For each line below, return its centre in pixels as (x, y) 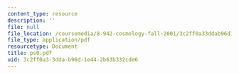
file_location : (30, 33)
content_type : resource (43, 14)
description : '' (31, 20)
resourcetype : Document (43, 47)
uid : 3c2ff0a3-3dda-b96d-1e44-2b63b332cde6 (73, 60)
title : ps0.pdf (30, 54)
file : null (23, 27)
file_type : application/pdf (49, 40)
